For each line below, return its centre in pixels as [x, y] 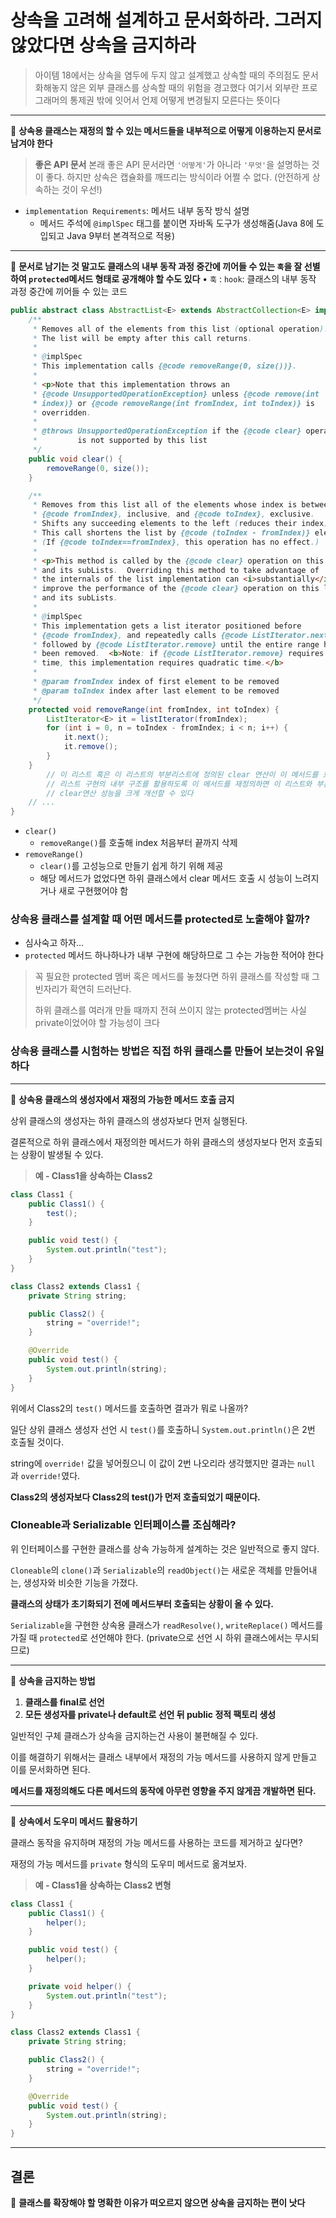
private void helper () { [80, 1986]
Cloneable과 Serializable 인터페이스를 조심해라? [123, 1525]
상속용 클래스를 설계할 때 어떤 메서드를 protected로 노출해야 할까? [160, 919]
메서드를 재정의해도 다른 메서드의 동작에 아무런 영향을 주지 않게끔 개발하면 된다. [163, 1790]
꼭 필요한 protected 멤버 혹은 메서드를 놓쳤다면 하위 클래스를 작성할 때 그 [177, 977]
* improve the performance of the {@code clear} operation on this [176, 589]
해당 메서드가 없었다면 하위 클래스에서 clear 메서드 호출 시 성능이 [166, 878]
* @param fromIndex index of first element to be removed [156, 682]
